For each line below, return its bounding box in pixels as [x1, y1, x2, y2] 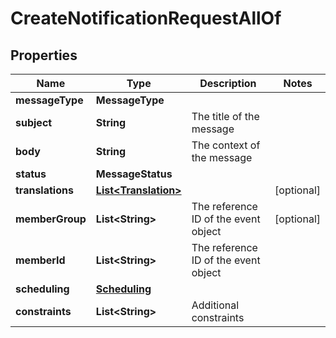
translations [15, 183, 74, 197]
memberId [15, 253, 66, 267]
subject [15, 116, 53, 129]
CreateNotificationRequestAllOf [10, 7, 282, 30]
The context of [191, 138, 261, 152]
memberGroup [15, 212, 87, 226]
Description [199, 77, 257, 90]
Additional [191, 298, 240, 312]
